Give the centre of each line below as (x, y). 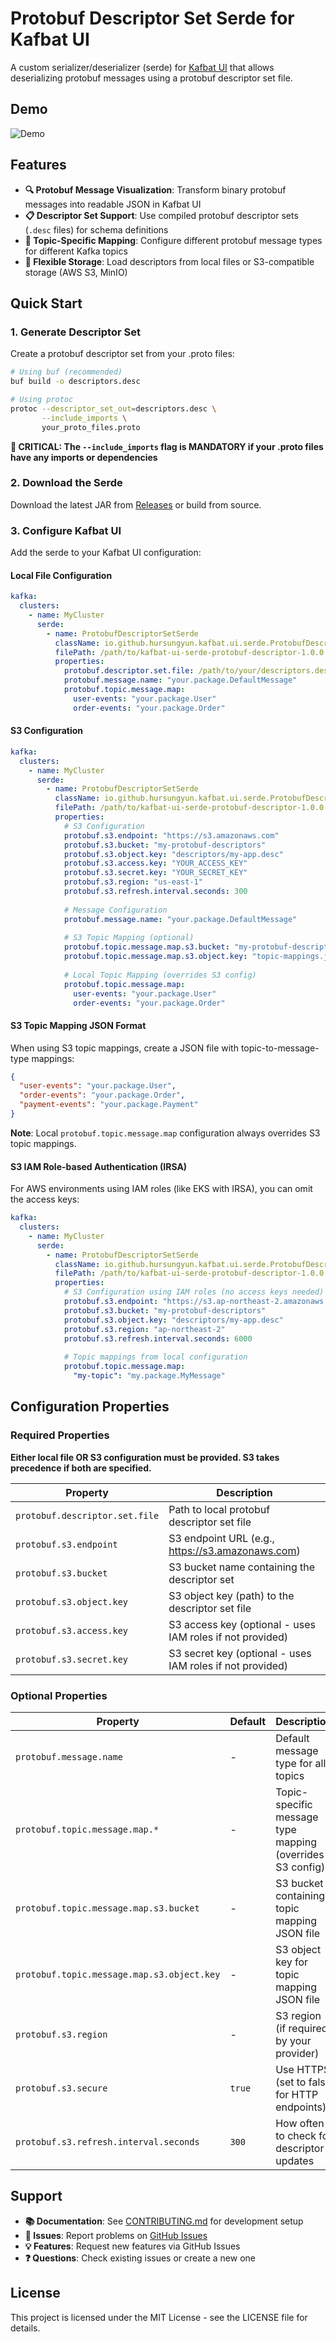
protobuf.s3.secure (61, 2088)
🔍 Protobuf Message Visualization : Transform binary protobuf (155, 189)
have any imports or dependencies (84, 457)
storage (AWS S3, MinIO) (76, 272)
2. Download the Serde (66, 483)
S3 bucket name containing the (242, 1567)
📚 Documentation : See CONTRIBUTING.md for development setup (164, 2221)
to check (296, 2135)
